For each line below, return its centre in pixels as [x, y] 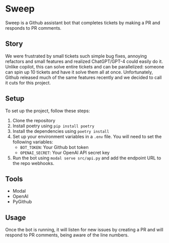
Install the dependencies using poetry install [61, 131]
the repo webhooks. [33, 163]
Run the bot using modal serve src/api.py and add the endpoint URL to [87, 158]
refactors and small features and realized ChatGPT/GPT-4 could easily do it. [84, 61]
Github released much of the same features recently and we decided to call [83, 77]
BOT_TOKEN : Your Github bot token [54, 147]
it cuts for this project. [28, 83]
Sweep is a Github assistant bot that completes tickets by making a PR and [83, 23]
